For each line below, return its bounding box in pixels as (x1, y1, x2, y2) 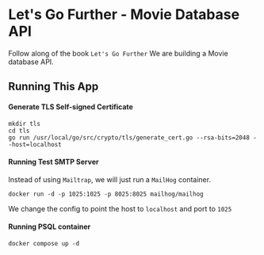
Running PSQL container (8, 222, 91, 231)
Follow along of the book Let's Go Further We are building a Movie (8, 48, 228, 58)
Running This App (8, 80, 99, 93)
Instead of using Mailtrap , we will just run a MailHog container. (8, 174, 212, 184)
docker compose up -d (8, 239, 80, 247)
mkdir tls (8, 120, 41, 127)
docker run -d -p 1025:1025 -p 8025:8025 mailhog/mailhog (8, 190, 204, 198)
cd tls (8, 127, 30, 135)
